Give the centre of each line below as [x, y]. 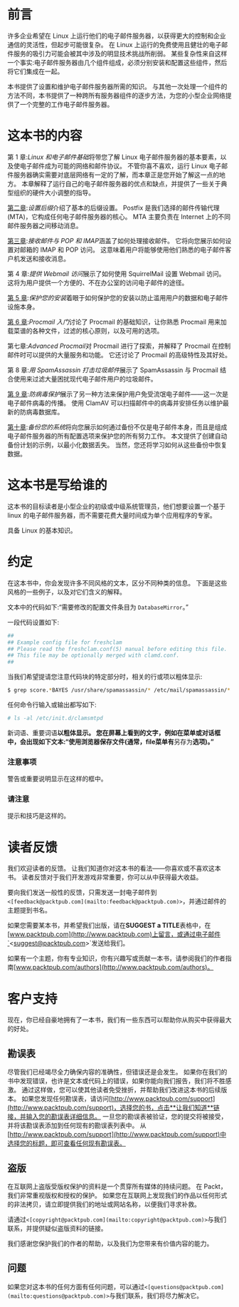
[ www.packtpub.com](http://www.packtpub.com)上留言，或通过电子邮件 [114, 934]
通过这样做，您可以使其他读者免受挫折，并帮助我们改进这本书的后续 [121, 1090]
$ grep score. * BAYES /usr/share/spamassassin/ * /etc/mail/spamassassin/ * [119, 690]
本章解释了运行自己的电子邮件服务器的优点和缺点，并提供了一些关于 [121, 183]
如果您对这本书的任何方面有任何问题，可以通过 [76, 1286]
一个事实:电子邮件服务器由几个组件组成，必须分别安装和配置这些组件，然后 [117, 62]
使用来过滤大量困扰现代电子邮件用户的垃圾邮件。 [85, 379]
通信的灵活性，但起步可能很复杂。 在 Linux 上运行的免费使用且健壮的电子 [115, 44]
